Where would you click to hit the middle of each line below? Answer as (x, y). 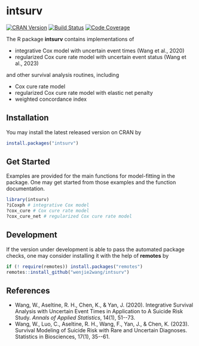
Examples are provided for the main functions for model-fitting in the (91, 176)
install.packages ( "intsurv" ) (42, 143)
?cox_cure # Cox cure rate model (48, 211)
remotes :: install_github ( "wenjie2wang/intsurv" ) (68, 272)
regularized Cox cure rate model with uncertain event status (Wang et (100, 57)
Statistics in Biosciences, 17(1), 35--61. (62, 337)
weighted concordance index (51, 99)
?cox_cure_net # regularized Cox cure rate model (69, 217)
